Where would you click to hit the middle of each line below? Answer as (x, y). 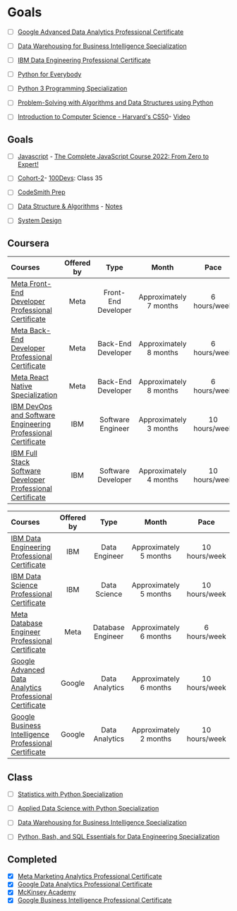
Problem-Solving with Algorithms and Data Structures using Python (115, 102)
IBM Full (24, 453)
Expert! (28, 165)
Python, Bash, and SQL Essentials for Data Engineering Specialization (119, 837)
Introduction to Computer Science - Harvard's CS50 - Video (104, 117)
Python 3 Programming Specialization (72, 88)
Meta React (30, 377)
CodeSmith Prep (41, 192)
